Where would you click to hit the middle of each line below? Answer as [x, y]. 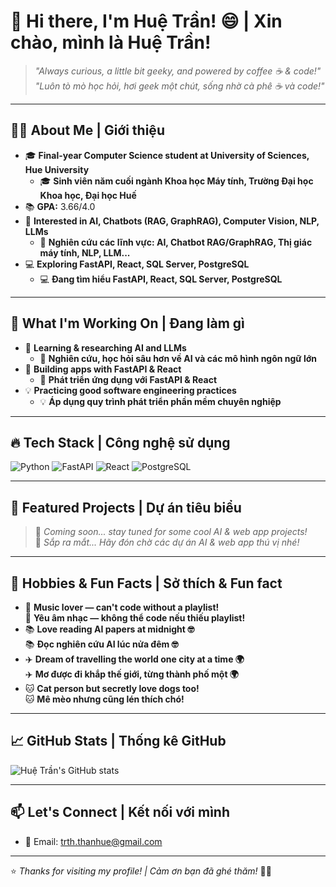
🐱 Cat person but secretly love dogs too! [112, 688]
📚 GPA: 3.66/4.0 [60, 206]
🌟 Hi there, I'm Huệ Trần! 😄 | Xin [146, 21]
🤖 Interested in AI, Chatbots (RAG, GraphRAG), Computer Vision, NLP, [172, 221]
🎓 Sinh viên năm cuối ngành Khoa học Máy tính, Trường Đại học [176, 181]
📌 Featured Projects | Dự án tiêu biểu [126, 507]
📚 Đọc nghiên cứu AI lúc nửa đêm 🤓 [101, 644]
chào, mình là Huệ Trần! [111, 42]
